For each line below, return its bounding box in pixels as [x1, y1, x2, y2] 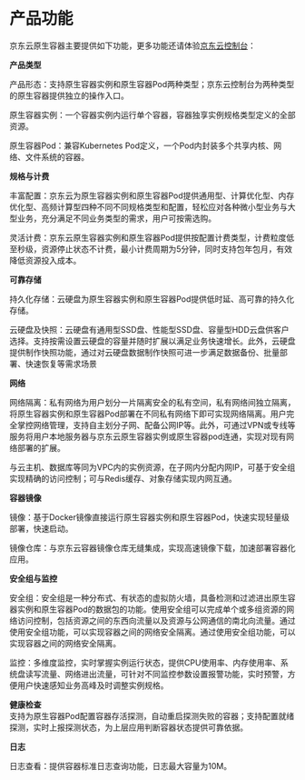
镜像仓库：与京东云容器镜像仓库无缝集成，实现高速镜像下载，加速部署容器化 [9, 542, 296, 553]
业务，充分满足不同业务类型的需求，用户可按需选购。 [16, 213, 216, 224]
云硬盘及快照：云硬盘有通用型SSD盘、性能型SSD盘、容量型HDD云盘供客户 [9, 324, 290, 335]
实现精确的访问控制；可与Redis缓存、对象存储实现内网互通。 [9, 473, 238, 484]
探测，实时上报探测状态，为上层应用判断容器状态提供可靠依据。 [9, 722, 248, 733]
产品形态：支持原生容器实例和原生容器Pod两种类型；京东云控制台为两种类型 [9, 78, 295, 89]
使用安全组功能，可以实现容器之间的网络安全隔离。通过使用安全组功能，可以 [9, 626, 296, 637]
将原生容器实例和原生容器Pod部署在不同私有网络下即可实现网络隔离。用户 [9, 408, 287, 419]
